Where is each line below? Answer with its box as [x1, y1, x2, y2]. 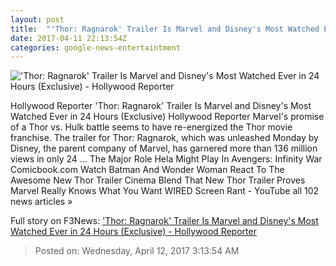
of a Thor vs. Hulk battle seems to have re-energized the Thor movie [10, 121, 293, 133]
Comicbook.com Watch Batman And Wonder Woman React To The [10, 164, 285, 176]
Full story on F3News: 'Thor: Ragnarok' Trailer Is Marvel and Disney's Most [10, 215, 319, 227]
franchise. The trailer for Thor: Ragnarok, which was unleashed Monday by [10, 132, 319, 144]
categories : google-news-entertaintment [10, 42, 182, 53]
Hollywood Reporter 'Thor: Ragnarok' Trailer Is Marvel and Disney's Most [10, 100, 312, 112]
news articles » [10, 196, 73, 208]
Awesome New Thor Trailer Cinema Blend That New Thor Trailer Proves [10, 174, 306, 186]
